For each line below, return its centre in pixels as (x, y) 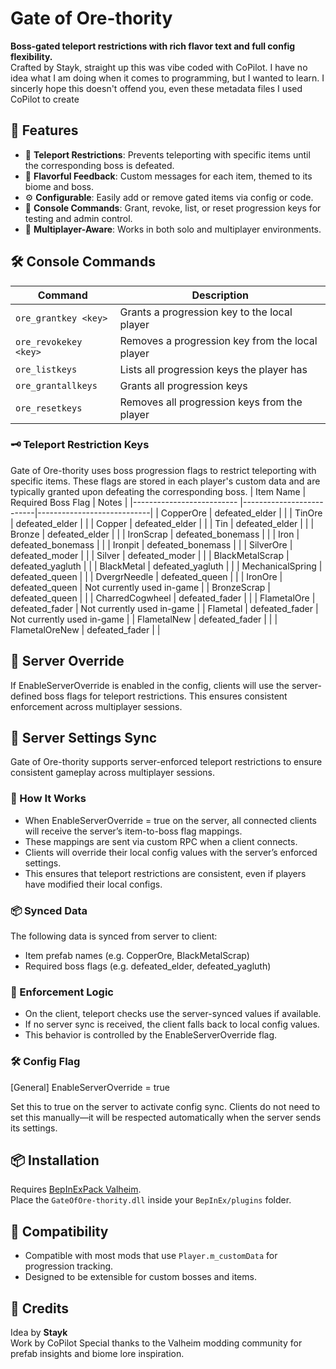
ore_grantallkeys (56, 385)
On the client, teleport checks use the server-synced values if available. (173, 1014)
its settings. (34, 1128)
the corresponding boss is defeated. (99, 165)
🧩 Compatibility (59, 1231)
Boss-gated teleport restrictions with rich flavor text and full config (153, 46)
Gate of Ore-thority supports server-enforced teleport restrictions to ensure (166, 762)
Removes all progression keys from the (211, 402)
